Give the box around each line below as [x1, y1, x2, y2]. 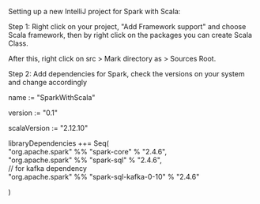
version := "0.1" [8, 108, 58, 117]
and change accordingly [8, 78, 88, 87]
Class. [8, 39, 29, 48]
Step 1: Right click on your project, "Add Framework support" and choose [8, 22, 247, 31]
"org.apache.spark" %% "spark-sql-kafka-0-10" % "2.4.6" [8, 172, 200, 181]
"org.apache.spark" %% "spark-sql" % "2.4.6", [8, 155, 162, 165]
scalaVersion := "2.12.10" [8, 124, 89, 132]
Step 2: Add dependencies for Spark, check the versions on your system [8, 69, 245, 78]
